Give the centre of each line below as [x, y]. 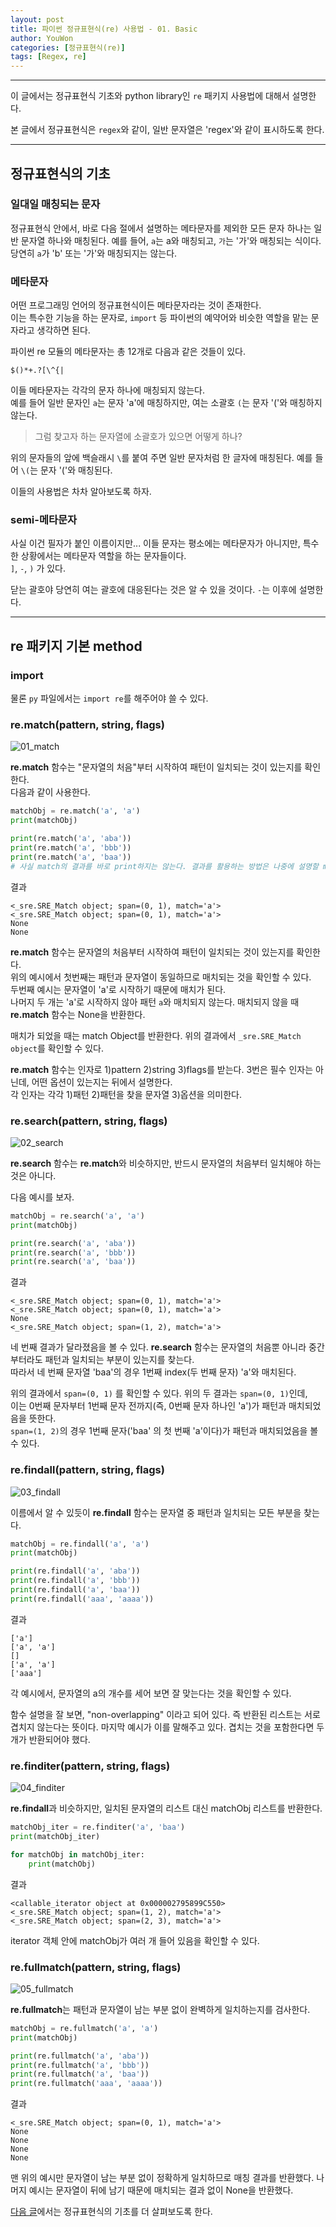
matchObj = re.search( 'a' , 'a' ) [77, 1216]
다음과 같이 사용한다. [50, 792]
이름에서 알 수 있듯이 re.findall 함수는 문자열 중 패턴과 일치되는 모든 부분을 [156, 1512]
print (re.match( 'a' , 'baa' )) [71, 857]
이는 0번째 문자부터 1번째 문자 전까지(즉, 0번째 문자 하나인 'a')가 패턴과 [148, 1406]
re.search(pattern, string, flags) [89, 1121]
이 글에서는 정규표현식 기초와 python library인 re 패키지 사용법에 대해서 [150, 96]
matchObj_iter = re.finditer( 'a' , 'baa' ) [98, 1827]
